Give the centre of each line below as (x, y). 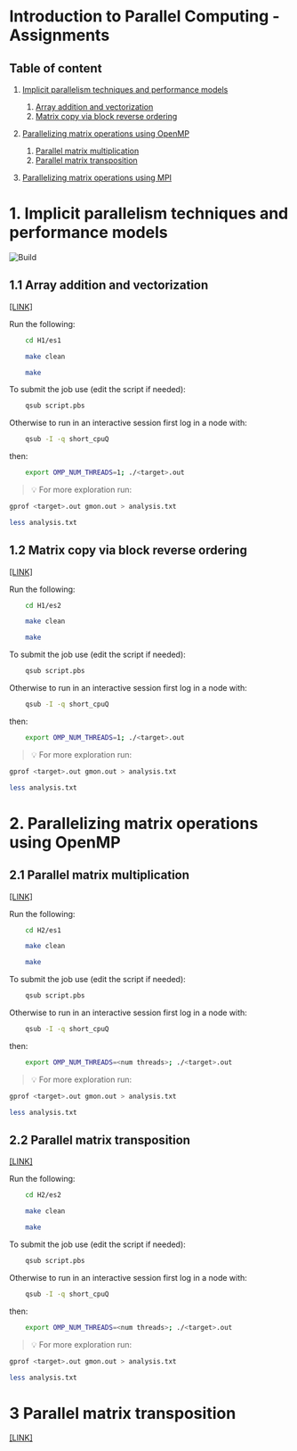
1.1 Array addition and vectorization (109, 286)
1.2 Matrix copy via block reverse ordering (128, 550)
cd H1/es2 (44, 605)
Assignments (60, 35)
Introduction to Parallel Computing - (144, 16)
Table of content (56, 68)
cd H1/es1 (44, 340)
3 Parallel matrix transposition (123, 1413)
